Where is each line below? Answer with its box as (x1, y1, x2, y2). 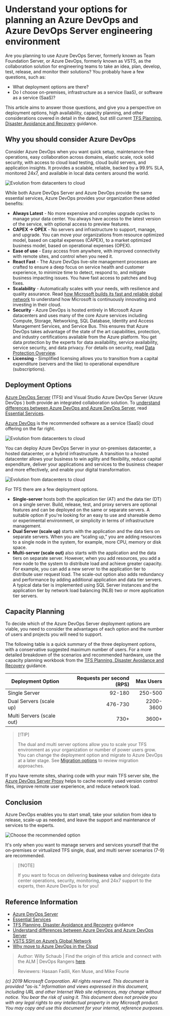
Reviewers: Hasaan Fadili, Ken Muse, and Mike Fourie (17, 968, 129, 974)
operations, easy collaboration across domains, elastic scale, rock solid (5, 154, 154, 160)
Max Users (136, 678, 162, 685)
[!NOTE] (17, 862, 35, 868)
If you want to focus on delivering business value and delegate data (17, 872, 160, 878)
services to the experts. (5, 822, 55, 828)
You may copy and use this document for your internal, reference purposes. (5, 1005, 164, 1011)
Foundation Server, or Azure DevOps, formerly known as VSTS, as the (5, 58, 151, 64)
